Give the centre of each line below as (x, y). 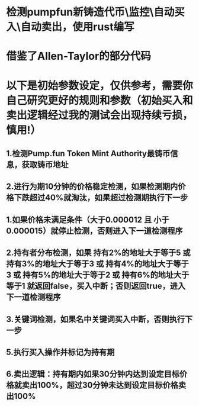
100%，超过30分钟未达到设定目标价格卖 (112, 385)
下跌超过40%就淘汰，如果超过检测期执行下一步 (101, 198)
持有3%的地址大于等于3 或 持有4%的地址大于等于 (97, 264)
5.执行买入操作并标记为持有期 (60, 352)
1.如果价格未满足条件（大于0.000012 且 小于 (88, 220)
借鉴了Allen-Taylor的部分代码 (78, 56)
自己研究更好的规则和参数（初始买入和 (100, 100)
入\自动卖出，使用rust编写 (70, 27)
